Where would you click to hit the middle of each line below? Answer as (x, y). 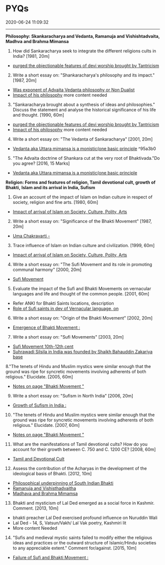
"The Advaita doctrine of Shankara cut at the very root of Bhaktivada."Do (86, 158)
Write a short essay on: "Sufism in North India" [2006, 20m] (73, 395)
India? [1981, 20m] (31, 56)
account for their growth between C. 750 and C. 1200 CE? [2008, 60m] (84, 449)
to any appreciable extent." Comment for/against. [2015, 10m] (74, 548)
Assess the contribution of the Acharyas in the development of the (80, 468)
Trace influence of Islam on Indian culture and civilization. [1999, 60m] (83, 245)
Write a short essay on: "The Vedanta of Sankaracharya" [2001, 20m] (83, 139)
